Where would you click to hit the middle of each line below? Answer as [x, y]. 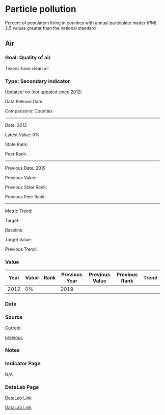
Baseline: [14, 230]
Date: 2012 [16, 125]
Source [14, 317]
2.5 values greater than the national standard [51, 28]
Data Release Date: [25, 101]
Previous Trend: [21, 249]
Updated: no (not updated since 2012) [43, 92]
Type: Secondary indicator [38, 81]
